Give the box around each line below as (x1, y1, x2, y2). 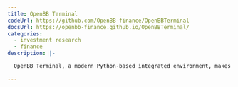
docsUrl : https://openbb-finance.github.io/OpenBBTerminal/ (7, 23, 190, 30)
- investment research (14, 37, 81, 44)
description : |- (7, 50, 56, 57)
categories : (7, 30, 43, 37)
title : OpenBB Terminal (7, 10, 78, 18)
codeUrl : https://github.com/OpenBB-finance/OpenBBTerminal (7, 17, 190, 24)
